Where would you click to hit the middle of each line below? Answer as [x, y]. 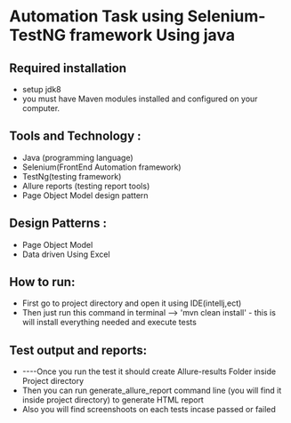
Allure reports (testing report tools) [86, 186]
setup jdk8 [42, 89]
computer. [41, 108]
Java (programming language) [77, 157]
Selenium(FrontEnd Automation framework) [101, 167]
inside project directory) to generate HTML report [113, 400]
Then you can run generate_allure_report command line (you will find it [152, 391]
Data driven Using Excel [66, 254]
